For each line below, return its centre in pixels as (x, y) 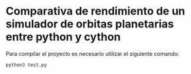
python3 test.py (26, 65)
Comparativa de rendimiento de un (95, 11)
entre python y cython (63, 37)
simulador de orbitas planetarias (90, 24)
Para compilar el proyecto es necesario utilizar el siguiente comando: (92, 53)
